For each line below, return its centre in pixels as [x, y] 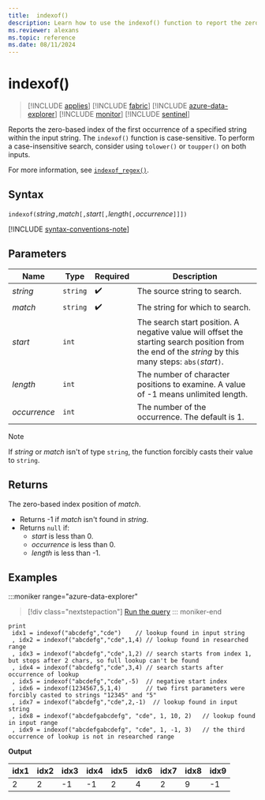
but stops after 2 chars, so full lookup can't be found [104, 661]
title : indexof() [38, 15]
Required [112, 276]
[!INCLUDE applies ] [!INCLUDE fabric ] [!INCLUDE [107, 106]
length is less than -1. [66, 553]
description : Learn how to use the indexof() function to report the [125, 23]
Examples [33, 577]
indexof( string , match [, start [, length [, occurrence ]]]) [98, 213]
